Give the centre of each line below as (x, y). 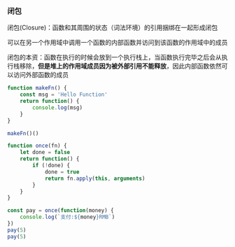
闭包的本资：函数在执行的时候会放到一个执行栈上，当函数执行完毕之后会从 (114, 57)
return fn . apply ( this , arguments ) (95, 178)
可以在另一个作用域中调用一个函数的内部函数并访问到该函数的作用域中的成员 (117, 43)
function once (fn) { (37, 146)
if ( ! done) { (51, 166)
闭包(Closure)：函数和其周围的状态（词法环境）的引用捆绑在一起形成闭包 (113, 28)
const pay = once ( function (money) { (60, 211)
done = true (62, 172)
